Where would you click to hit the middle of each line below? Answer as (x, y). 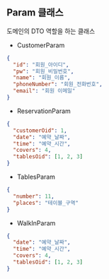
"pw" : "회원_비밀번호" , (44, 71)
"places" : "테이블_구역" (46, 203)
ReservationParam (44, 111)
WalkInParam (36, 223)
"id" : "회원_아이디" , (41, 65)
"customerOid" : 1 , (40, 130)
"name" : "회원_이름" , (42, 78)
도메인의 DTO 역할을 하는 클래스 (51, 31)
